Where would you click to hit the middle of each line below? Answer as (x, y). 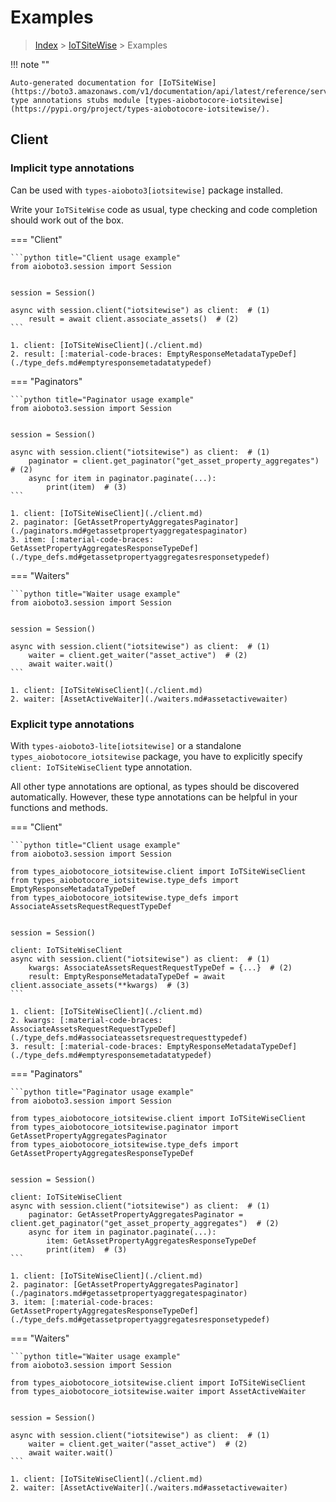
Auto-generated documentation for (82, 82)
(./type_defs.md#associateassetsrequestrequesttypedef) (129, 1037)
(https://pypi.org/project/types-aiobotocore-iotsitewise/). (140, 109)
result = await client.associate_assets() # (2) (134, 319)
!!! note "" (30, 64)
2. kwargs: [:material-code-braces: (86, 1020)
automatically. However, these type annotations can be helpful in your (154, 797)
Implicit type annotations (72, 168)
